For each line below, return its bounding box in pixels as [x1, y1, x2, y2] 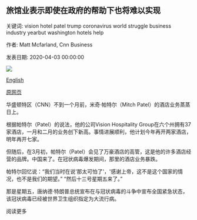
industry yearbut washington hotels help [6, 29, 104, 36]
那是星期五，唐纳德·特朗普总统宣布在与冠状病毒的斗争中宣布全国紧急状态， [6, 188, 188, 195]
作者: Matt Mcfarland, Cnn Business [6, 41, 93, 48]
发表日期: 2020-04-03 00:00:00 [6, 54, 84, 61]
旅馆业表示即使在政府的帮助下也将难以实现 [6, 5, 161, 16]
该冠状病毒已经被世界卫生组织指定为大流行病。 [6, 195, 119, 202]
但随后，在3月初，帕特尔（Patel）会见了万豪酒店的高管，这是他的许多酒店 [6, 148, 186, 155]
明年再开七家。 [6, 135, 42, 142]
